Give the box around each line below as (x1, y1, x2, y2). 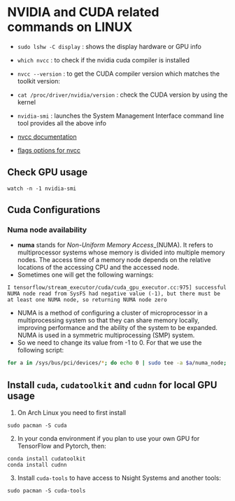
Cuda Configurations (7, 204, 101, 216)
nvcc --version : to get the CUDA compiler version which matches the (17, 69, 220, 78)
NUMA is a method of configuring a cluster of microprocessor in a (17, 309, 208, 317)
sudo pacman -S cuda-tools (7, 488, 86, 495)
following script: (17, 346, 64, 355)
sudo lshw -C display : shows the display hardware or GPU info (17, 42, 201, 50)
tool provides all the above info (17, 118, 107, 127)
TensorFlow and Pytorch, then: (17, 442, 106, 451)
